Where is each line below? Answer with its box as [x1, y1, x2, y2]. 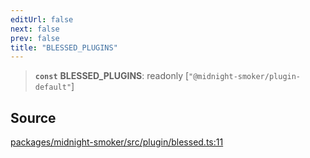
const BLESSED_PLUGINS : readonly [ [34, 70, 190, 82]
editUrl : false [10, 14, 74, 25]
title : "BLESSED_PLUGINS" [10, 42, 118, 53]
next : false [10, 24, 60, 34]
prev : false [10, 33, 60, 43]
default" [34, 82, 72, 93]
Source [10, 109, 57, 126]
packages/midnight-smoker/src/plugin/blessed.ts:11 [10, 136, 224, 148]
